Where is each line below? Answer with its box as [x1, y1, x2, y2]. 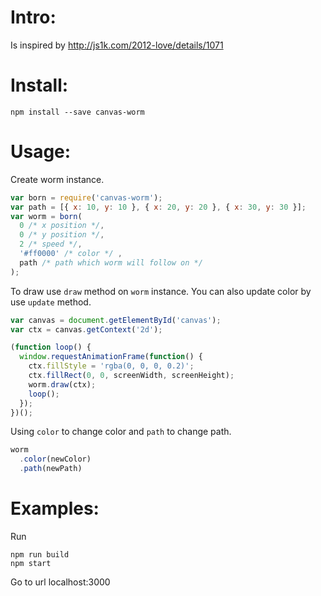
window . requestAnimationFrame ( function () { [19, 352, 203, 362]
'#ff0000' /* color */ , [19, 249, 123, 259]
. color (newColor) [19, 454, 92, 465]
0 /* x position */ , [19, 221, 105, 231]
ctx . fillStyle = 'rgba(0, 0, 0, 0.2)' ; [28, 361, 195, 371]
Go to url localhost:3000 [10, 576, 111, 588]
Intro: [10, 6, 57, 29]
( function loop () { [10, 342, 92, 353]
